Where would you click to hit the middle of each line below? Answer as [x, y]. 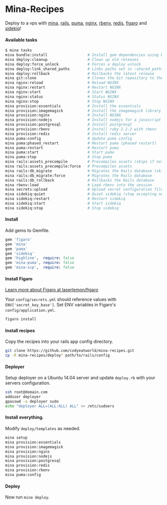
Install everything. [24, 417]
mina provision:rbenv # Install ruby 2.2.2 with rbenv [81, 129]
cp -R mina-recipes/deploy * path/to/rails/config [58, 355]
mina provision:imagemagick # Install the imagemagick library [83, 111]
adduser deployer [23, 397]
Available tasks [21, 40]
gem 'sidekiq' [20, 253]
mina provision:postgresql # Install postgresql [69, 125]
